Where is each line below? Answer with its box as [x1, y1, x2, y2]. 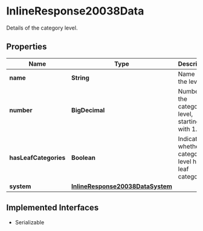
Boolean [71, 153, 95, 162]
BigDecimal [71, 106, 105, 114]
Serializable [14, 218, 45, 226]
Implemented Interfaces [6, 203, 99, 213]
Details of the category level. [6, 24, 78, 31]
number [9, 106, 33, 114]
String [71, 74, 89, 82]
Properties [6, 42, 47, 52]
